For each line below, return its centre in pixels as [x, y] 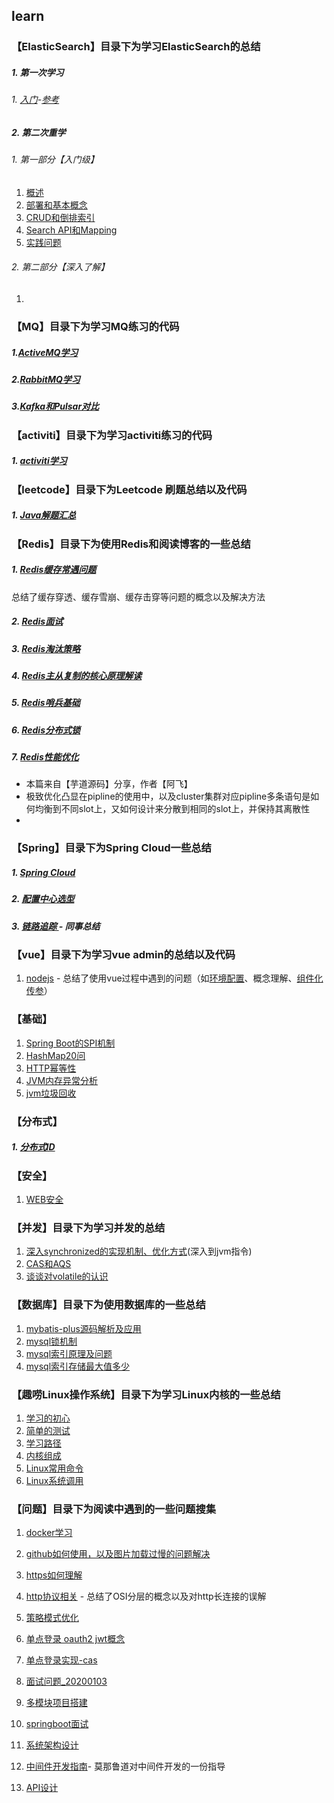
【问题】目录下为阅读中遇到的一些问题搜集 [114, 1509]
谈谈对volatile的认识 [67, 1276]
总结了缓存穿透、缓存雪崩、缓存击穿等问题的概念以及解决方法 [138, 596]
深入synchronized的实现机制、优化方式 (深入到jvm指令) [139, 1251]
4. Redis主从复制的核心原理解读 [77, 675]
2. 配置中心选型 [43, 899]
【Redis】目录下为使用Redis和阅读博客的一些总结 [131, 544]
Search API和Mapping [71, 230]
